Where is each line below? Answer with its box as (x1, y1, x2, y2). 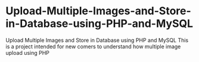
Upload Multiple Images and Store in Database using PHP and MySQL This (5, 36, 189, 44)
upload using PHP (5, 49, 50, 56)
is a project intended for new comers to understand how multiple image (5, 43, 181, 50)
